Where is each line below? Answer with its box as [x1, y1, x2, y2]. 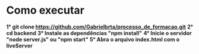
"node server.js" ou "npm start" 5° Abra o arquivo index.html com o [6, 36, 180, 43]
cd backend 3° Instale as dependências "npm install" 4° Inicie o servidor [6, 29, 192, 36]
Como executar [6, 4, 85, 17]
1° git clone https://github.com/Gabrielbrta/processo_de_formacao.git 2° [6, 23, 194, 30]
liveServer [6, 42, 33, 49]
